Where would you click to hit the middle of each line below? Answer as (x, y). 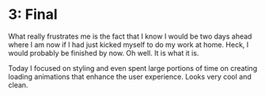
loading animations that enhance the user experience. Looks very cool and (130, 76)
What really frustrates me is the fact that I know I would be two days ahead (130, 36)
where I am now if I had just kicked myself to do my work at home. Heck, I (129, 44)
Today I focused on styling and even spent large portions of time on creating (133, 68)
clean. (18, 85)
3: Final (33, 15)
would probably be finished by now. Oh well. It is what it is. (104, 53)
